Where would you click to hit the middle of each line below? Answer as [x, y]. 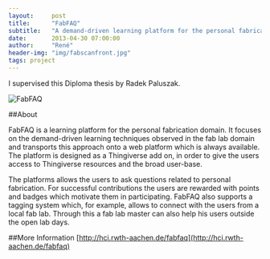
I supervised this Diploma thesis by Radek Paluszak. [94, 83]
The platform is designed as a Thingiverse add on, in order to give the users [134, 155]
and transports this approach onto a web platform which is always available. [134, 147]
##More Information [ [44, 237]
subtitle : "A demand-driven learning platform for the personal [122, 30]
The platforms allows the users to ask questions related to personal [120, 179]
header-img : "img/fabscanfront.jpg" [70, 53]
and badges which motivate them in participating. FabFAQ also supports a [131, 196]
